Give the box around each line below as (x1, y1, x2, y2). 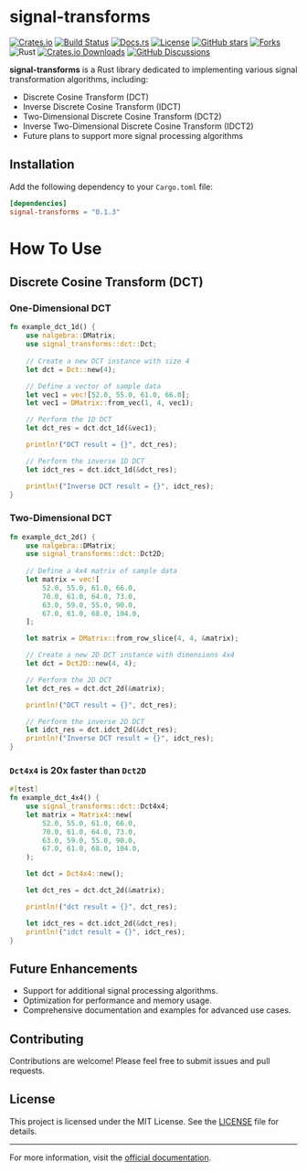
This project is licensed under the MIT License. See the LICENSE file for (9, 1115, 280, 1126)
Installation (9, 157, 75, 173)
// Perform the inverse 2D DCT (26, 717, 145, 726)
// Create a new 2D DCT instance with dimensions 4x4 (26, 651, 235, 660)
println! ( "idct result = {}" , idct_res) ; (26, 927, 185, 936)
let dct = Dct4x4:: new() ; (26, 869, 125, 879)
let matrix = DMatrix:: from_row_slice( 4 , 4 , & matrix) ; (26, 634, 239, 644)
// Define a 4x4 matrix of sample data (26, 567, 178, 576)
